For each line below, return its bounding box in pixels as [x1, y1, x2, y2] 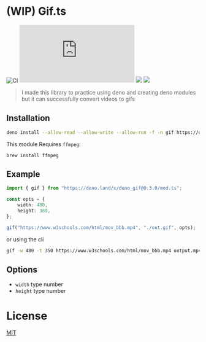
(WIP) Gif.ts [6, 4, 67, 18]
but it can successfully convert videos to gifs [21, 95, 135, 103]
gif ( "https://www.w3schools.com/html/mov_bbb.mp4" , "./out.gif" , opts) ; [6, 224, 196, 231]
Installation [6, 113, 50, 123]
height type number [15, 287, 66, 295]
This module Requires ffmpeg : [6, 140, 81, 148]
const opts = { [6, 196, 45, 203]
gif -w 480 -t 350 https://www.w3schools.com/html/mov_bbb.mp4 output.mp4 [6, 247, 202, 254]
